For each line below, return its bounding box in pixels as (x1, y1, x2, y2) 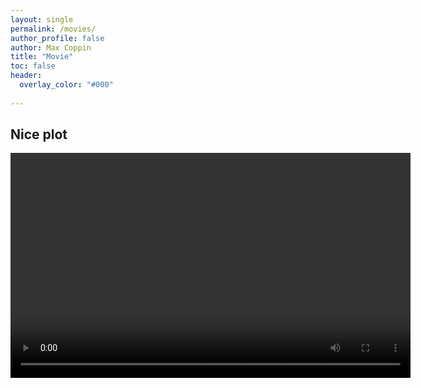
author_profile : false (10, 33, 105, 43)
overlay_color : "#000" (19, 80, 114, 90)
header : (10, 71, 43, 81)
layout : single (10, 14, 74, 25)
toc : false (10, 61, 56, 71)
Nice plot (10, 126, 68, 143)
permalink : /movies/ (10, 24, 97, 34)
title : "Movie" (10, 52, 74, 62)
